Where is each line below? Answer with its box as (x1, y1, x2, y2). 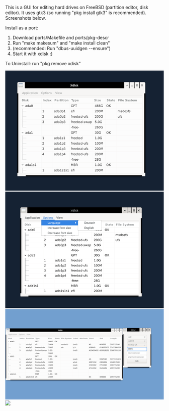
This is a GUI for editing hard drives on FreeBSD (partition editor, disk (5, 5, 148, 10)
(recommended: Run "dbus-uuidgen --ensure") (12, 45, 111, 51)
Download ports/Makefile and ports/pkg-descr (12, 35, 109, 40)
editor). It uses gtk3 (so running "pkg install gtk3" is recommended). (5, 10, 147, 16)
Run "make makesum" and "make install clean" (12, 40, 110, 46)
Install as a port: (5, 25, 39, 31)
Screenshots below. (5, 15, 46, 21)
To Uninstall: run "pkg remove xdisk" (5, 61, 81, 66)
